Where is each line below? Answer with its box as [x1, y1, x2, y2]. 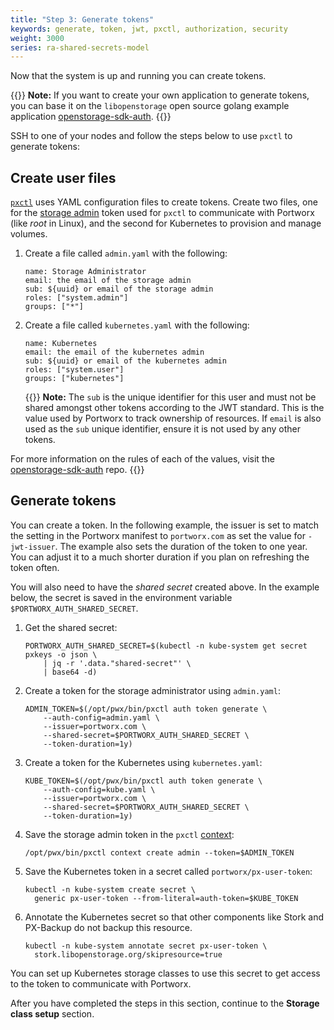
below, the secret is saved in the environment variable [10, 591, 233, 603]
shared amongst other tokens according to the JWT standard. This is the [24, 402, 325, 414]
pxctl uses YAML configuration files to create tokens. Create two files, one [10, 196, 318, 208]
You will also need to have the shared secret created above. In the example [10, 581, 320, 593]
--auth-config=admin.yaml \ [43, 712, 160, 723]
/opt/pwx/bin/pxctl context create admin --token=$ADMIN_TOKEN [24, 847, 295, 858]
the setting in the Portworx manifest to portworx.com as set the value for [10, 529, 306, 541]
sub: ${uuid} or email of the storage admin [24, 284, 214, 295]
